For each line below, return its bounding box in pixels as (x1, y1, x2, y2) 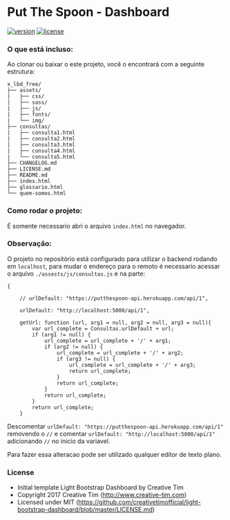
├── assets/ (7, 87, 41, 94)
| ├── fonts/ (7, 111, 51, 118)
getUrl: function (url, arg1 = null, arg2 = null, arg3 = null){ (19, 319, 212, 326)
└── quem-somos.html (7, 190, 67, 197)
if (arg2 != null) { (44, 343, 104, 350)
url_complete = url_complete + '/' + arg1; (44, 337, 171, 344)
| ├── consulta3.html (7, 141, 76, 149)
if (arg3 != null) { (56, 355, 116, 362)
